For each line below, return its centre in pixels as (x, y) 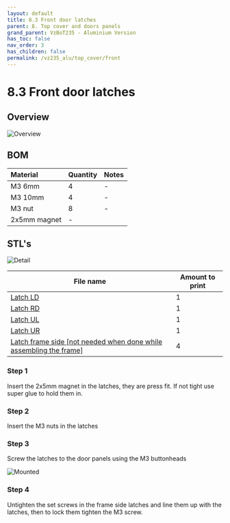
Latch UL (25, 319)
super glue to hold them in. (45, 393)
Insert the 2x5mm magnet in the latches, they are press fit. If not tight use (111, 386)
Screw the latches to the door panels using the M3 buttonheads (97, 459)
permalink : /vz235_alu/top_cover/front (64, 58)
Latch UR (25, 331)
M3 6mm (25, 186)
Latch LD (25, 297)
